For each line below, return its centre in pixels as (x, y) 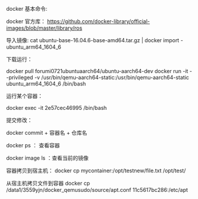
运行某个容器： (24, 96)
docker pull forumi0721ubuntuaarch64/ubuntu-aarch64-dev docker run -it (97, 71)
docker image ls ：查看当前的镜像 (47, 158)
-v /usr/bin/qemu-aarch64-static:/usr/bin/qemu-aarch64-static (112, 77)
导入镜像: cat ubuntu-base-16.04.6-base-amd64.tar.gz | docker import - (95, 40)
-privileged (20, 77)
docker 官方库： (26, 21)
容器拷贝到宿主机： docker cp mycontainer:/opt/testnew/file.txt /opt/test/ (96, 170)
